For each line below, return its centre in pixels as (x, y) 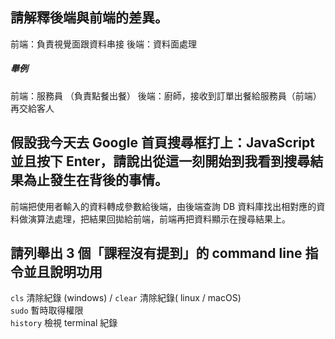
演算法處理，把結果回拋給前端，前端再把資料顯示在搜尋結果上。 (159, 219)
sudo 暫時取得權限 (47, 310)
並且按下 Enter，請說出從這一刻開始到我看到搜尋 (160, 161)
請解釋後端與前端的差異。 (89, 18)
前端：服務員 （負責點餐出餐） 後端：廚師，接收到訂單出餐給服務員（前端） (166, 95)
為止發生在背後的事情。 (95, 180)
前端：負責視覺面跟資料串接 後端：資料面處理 (103, 44)
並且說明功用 (63, 271)
